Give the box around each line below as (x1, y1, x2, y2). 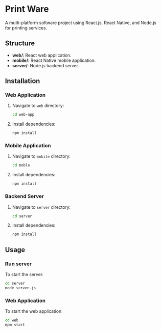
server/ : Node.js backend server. (12, 62, 79, 68)
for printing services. (5, 25, 47, 30)
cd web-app (12, 112, 35, 117)
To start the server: (5, 271, 44, 277)
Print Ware (5, 3, 49, 15)
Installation (5, 77, 40, 85)
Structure (5, 39, 35, 48)
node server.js (5, 285, 36, 290)
